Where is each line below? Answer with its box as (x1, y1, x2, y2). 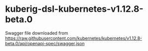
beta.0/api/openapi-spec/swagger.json (5, 40, 85, 46)
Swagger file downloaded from (5, 30, 68, 36)
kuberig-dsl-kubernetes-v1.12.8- (5, 3, 144, 15)
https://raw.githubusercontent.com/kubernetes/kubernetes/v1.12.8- (5, 35, 143, 41)
